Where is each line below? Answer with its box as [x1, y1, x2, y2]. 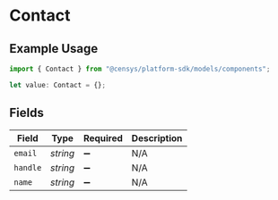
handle [13, 162, 42, 172]
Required [83, 131, 124, 144]
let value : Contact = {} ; [9, 80, 106, 89]
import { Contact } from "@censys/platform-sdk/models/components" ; [9, 64, 271, 73]
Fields [9, 105, 45, 121]
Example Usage [9, 41, 99, 56]
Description [131, 131, 183, 144]
